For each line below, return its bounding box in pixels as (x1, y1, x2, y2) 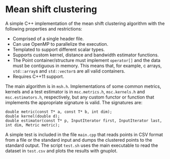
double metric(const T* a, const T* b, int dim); (5, 109, 113, 114)
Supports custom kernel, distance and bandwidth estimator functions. (12, 52, 159, 58)
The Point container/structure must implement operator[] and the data (12, 57, 161, 63)
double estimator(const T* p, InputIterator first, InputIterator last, (5, 118, 162, 123)
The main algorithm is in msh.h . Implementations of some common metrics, (5, 83, 161, 89)
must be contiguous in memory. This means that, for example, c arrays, (12, 62, 162, 69)
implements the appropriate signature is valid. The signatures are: (5, 99, 143, 105)
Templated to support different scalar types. (12, 46, 105, 52)
